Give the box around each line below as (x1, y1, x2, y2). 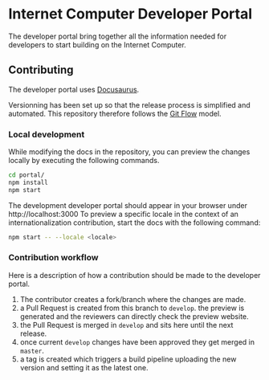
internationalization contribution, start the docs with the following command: (8, 218, 261, 227)
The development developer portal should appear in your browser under (8, 200, 247, 210)
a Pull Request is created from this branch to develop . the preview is (19, 303, 245, 313)
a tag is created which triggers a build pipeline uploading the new (19, 354, 237, 364)
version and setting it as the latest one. (19, 362, 149, 372)
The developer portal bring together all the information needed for (8, 31, 227, 41)
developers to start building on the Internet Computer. (8, 39, 186, 49)
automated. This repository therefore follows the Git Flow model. (8, 108, 222, 118)
